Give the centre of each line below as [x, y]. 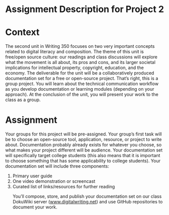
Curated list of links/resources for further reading [64, 187]
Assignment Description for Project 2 [85, 9]
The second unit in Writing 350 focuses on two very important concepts [80, 46]
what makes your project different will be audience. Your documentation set [84, 150]
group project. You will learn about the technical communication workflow [82, 84]
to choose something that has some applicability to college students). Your [83, 161]
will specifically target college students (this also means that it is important [83, 156]
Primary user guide [32, 176]
